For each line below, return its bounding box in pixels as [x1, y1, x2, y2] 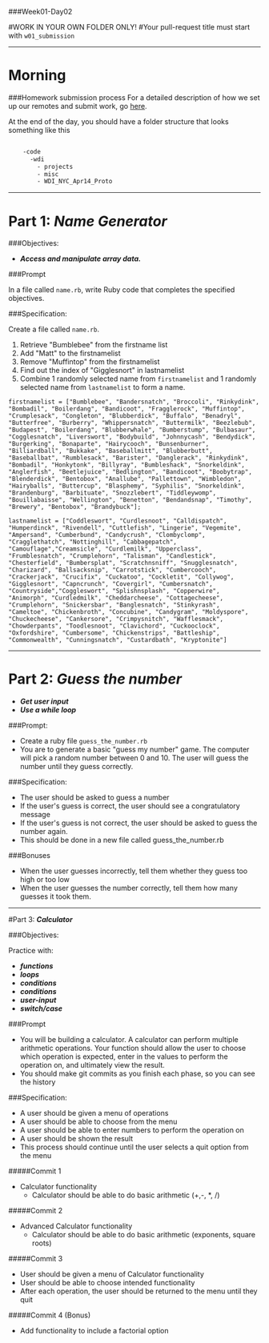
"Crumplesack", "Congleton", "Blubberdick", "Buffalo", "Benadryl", [8, 412, 242, 420]
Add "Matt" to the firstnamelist [19, 348, 122, 359]
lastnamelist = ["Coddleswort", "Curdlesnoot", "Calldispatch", [8, 517, 227, 525]
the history [19, 1077, 56, 1087]
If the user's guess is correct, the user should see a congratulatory [19, 801, 240, 811]
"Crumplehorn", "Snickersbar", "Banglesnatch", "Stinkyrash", [8, 601, 220, 609]
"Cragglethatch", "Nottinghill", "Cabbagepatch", [8, 538, 178, 547]
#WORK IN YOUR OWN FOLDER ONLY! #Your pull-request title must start [8, 22, 251, 31]
